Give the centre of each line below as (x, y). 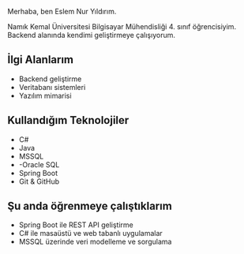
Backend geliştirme (50, 79)
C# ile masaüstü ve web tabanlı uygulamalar (90, 233)
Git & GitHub (39, 181)
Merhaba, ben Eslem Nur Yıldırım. (62, 11)
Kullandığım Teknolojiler (68, 120)
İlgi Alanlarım (41, 60)
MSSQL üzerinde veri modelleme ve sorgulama (95, 242)
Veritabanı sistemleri (52, 87)
